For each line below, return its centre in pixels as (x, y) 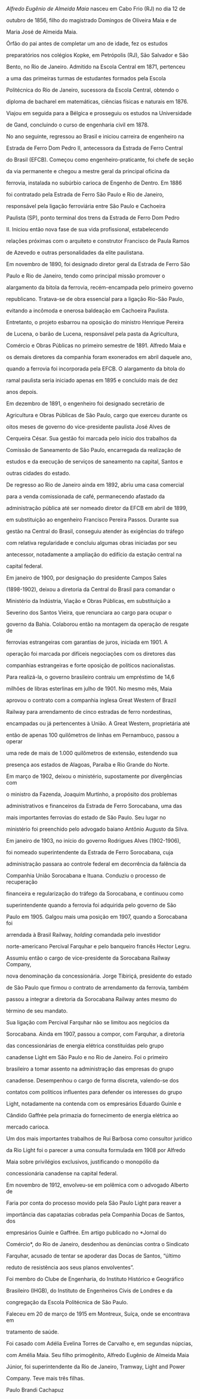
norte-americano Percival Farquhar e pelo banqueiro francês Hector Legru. (99, 946)
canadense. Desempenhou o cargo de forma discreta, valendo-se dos (93, 1080)
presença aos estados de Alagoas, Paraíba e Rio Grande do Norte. (88, 765)
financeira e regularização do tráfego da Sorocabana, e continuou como (95, 893)
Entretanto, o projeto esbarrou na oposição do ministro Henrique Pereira (95, 322)
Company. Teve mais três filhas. (45, 1378)
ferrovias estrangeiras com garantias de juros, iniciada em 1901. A (87, 642)
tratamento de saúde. (33, 1332)
